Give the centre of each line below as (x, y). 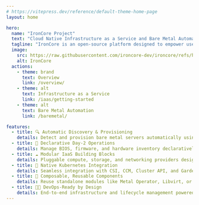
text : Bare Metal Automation (58, 110)
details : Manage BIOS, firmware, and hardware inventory (89, 149)
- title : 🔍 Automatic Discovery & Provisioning (72, 132)
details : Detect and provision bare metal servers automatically (99, 138)
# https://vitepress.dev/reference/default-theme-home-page (82, 12)
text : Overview (41, 78)
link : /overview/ (43, 83)
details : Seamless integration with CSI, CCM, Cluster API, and (98, 171)
